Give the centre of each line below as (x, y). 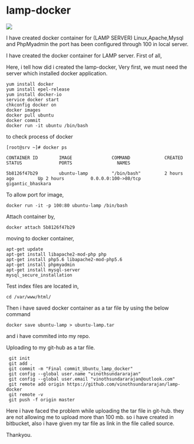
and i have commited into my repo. (48, 336)
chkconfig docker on (32, 105)
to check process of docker (40, 136)
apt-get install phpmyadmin (41, 265)
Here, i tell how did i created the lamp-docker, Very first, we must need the (97, 67)
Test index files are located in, (42, 286)
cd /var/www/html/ (29, 297)
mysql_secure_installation (39, 275)
